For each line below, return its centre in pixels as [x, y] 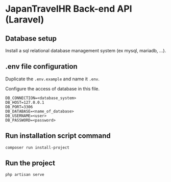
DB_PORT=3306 [19, 107]
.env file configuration [41, 67]
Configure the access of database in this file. [53, 88]
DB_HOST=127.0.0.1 [25, 102]
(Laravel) [25, 20]
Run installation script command [58, 136]
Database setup [31, 38]
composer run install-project [38, 147]
